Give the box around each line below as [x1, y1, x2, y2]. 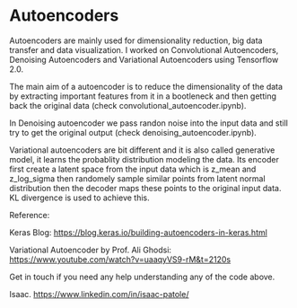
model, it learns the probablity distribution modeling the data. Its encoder [9, 154, 280, 164]
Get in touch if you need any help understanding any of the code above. [9, 271, 275, 282]
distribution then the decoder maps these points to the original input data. [9, 182, 282, 193]
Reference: [9, 209, 50, 220]
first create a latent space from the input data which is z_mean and [9, 163, 257, 174]
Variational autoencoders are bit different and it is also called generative [9, 145, 275, 155]
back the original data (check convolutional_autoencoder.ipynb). [9, 100, 247, 110]
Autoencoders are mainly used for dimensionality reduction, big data [9, 35, 263, 46]
